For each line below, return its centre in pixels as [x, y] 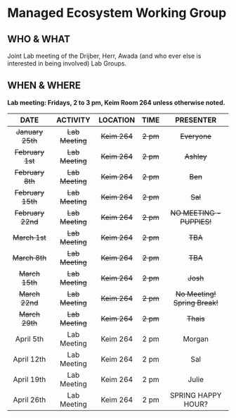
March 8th [29, 257]
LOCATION [117, 120]
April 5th [29, 338]
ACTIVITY [73, 120]
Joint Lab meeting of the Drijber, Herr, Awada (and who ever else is [104, 56]
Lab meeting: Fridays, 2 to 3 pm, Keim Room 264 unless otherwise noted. [116, 102]
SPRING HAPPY [196, 395]
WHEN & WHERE [44, 86]
